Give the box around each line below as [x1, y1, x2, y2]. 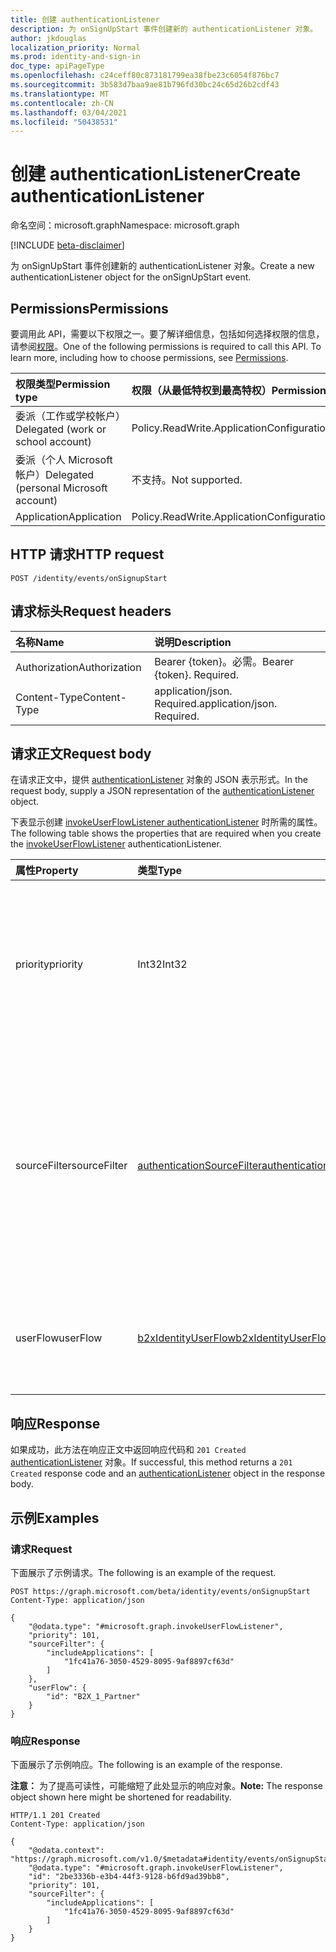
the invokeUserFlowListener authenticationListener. [10, 838, 222, 850]
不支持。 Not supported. [131, 473, 243, 486]
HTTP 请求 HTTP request [10, 546, 165, 563]
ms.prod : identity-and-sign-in [10, 52, 141, 62]
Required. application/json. [154, 696, 278, 710]
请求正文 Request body [10, 746, 152, 763]
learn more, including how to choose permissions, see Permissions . [10, 352, 289, 363]
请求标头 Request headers [10, 603, 172, 620]
